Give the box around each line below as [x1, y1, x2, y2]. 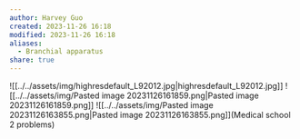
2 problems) [9, 119, 55, 130]
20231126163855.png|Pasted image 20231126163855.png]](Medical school [9, 110, 291, 120]
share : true [9, 55, 55, 65]
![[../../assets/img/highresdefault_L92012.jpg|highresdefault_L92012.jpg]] [9, 81, 284, 91]
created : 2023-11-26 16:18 [9, 22, 112, 31]
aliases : [9, 38, 43, 48]
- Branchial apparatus [17, 47, 104, 56]
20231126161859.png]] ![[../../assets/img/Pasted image [9, 100, 214, 110]
